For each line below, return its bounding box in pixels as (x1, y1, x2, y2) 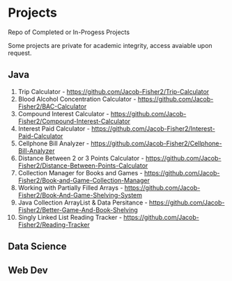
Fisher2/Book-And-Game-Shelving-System (17, 191, 142, 199)
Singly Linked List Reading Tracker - (17, 213, 123, 221)
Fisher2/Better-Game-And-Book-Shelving (17, 205, 138, 214)
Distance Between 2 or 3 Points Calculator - (17, 154, 145, 162)
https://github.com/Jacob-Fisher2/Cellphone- (91, 139, 222, 147)
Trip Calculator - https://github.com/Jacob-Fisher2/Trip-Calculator (17, 87, 210, 95)
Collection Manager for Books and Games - (17, 168, 144, 177)
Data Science (8, 241, 67, 252)
